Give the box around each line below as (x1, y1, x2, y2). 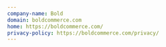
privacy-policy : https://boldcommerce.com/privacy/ (7, 29, 159, 37)
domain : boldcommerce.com (7, 17, 82, 23)
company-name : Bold (7, 10, 64, 17)
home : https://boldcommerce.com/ (7, 23, 104, 30)
